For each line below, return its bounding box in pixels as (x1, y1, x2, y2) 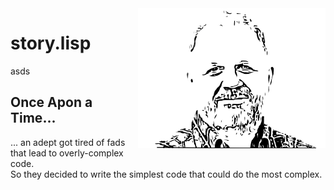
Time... (10, 110, 57, 127)
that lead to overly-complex (10, 147, 124, 159)
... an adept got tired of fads (10, 136, 126, 148)
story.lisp (10, 32, 92, 55)
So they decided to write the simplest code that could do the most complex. (10, 168, 323, 180)
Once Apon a (10, 94, 93, 111)
